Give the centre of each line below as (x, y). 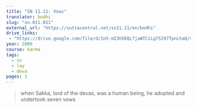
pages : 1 (17, 76)
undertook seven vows (48, 99)
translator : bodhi (28, 17)
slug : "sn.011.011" (30, 22)
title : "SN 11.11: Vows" (36, 11)
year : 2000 (19, 44)
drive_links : (22, 33)
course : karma (23, 50)
